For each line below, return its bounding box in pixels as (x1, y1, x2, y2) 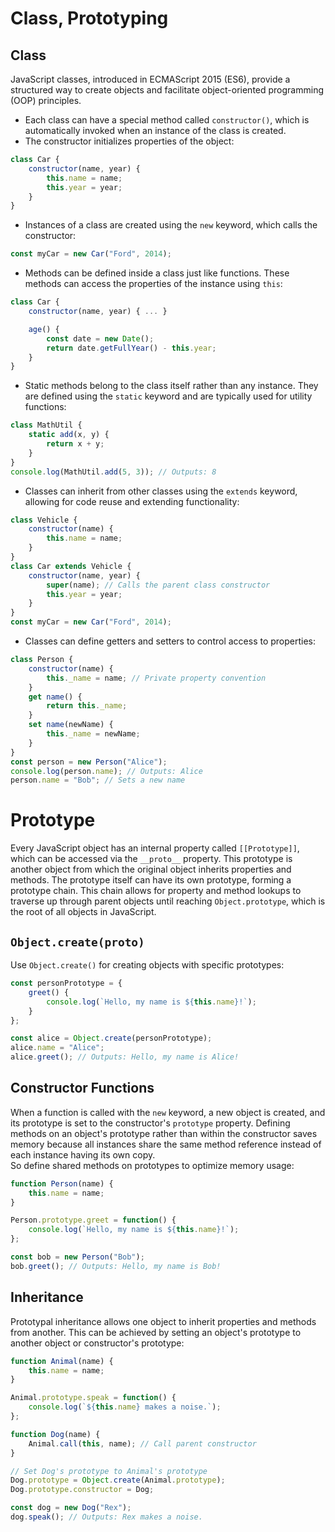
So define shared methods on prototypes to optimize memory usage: (10, 1159, 295, 1171)
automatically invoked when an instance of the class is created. (24, 125, 287, 136)
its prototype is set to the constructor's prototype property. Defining (10, 1117, 291, 1129)
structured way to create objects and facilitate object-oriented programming (10, 84, 324, 96)
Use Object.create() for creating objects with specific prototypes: (10, 959, 285, 971)
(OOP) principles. (10, 95, 82, 106)
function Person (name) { (10, 1178, 114, 1189)
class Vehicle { (10, 515, 78, 525)
